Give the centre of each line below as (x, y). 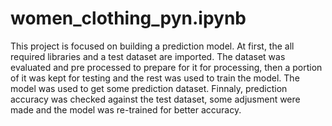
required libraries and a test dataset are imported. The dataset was (148, 56)
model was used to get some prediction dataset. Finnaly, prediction (149, 88)
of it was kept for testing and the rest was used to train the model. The (155, 78)
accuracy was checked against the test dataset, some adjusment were (155, 99)
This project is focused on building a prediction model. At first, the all (152, 46)
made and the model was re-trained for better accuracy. (126, 109)
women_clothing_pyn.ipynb (128, 18)
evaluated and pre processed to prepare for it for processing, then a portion (166, 67)
